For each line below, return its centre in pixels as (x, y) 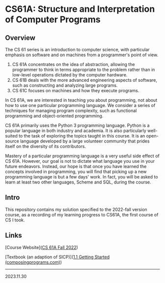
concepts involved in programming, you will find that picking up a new (76, 172)
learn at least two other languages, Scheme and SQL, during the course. (78, 182)
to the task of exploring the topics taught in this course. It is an (82, 136)
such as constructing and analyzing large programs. (65, 85)
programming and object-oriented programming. (54, 116)
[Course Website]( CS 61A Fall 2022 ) (42, 247)
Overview (20, 38)
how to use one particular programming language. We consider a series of (80, 105)
